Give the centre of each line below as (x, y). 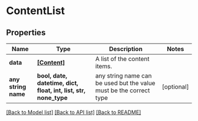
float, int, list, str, (61, 90)
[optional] (175, 87)
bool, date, (52, 76)
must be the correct (123, 90)
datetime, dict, (58, 83)
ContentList (36, 11)
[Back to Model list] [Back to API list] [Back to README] (74, 112)
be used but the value (125, 83)
